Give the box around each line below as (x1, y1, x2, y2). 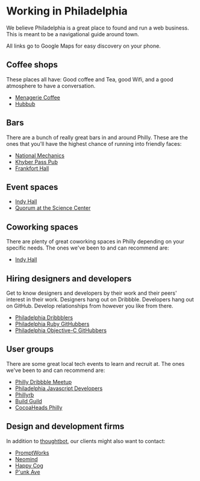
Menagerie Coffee (14, 93, 60, 101)
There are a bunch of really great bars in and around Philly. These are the (6, 134, 188, 141)
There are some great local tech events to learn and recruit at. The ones (6, 360, 185, 367)
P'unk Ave (14, 468, 40, 476)
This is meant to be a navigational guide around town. (6, 30, 140, 37)
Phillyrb (14, 391, 34, 398)
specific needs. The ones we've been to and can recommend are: (6, 244, 170, 251)
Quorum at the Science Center (14, 204, 91, 212)
